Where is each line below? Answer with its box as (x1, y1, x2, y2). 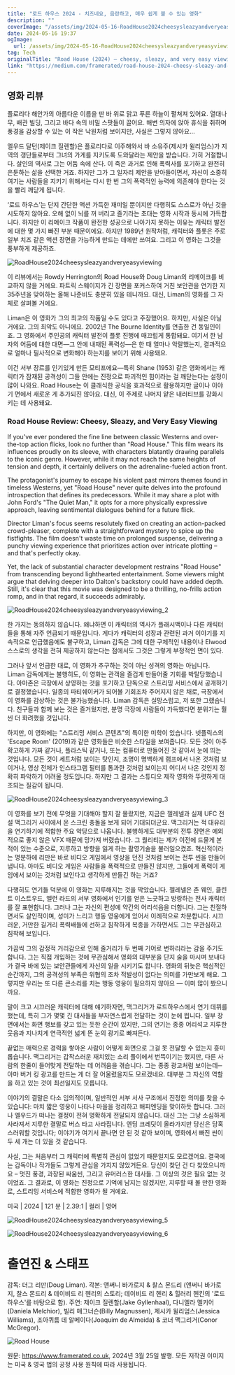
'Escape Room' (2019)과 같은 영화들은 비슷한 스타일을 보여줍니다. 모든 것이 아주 (7, 737, 227, 746)
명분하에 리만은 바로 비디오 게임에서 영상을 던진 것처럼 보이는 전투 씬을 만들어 (14, 853, 226, 861)
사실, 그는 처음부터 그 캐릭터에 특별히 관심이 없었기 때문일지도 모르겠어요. (7, 1152, 207, 1160)
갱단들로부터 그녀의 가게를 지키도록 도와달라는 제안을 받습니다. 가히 (20, 151, 204, 159)
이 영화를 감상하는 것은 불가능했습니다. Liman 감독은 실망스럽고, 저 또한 (7, 696, 201, 704)
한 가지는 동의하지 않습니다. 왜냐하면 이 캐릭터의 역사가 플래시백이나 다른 (7, 620, 205, 628)
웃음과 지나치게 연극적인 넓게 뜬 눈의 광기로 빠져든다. (7, 1029, 151, 1037)
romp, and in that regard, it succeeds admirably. (7, 592, 145, 600)
